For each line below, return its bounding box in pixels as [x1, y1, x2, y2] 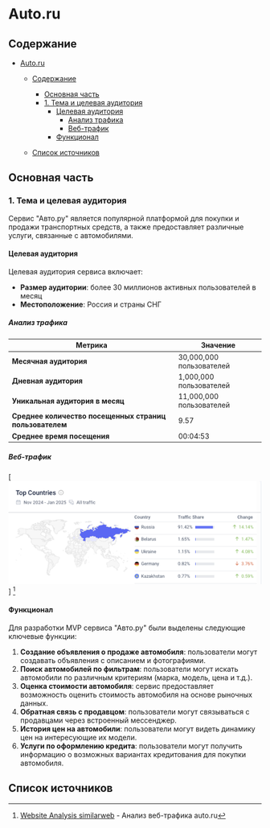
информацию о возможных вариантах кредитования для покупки [19, 749, 247, 759]
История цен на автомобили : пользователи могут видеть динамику [19, 723, 256, 733]
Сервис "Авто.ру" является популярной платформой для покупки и [8, 213, 239, 223]
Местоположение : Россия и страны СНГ [19, 299, 162, 309]
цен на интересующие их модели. [19, 732, 137, 742]
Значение [200, 340, 235, 350]
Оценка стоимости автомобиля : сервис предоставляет [19, 681, 215, 690]
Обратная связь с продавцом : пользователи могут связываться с [19, 706, 250, 716]
